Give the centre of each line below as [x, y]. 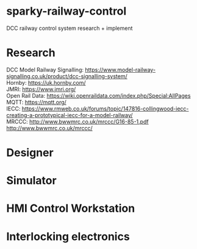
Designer [30, 153]
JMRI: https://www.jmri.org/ [41, 89]
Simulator [31, 181]
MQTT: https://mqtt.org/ [37, 102]
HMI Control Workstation [71, 208]
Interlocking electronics [68, 236]
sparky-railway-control [66, 11]
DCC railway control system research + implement [70, 28]
